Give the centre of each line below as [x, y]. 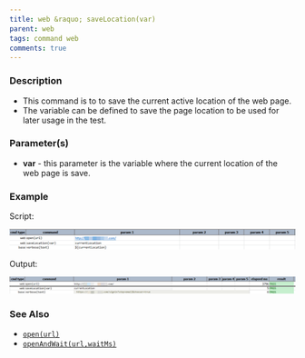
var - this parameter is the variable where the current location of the [150, 163]
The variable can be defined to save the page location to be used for [151, 110]
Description [36, 81]
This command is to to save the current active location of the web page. [157, 101]
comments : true [38, 48]
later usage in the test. [64, 120]
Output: [24, 264]
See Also [30, 314]
